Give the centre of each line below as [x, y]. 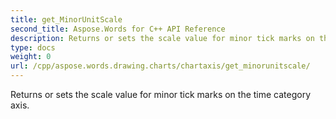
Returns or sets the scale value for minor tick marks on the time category [161, 94]
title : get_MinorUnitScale [66, 19]
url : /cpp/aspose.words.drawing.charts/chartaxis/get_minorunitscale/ [160, 66]
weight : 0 [31, 57]
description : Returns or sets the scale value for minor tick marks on [162, 38]
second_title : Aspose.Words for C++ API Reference [118, 29]
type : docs [33, 47]
